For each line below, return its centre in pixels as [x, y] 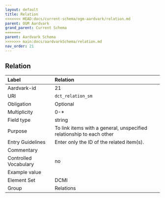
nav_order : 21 [20, 46]
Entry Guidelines [27, 142]
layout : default [22, 10]
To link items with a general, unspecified [101, 128]
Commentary [23, 150]
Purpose [17, 131]
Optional [65, 104]
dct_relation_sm [74, 96]
